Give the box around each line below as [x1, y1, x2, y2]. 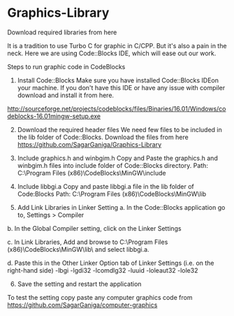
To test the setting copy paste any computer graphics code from [7, 293, 193, 301]
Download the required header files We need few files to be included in [17, 125, 222, 134]
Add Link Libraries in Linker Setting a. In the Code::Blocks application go [17, 203, 226, 211]
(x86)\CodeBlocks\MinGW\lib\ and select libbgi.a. [7, 245, 149, 253]
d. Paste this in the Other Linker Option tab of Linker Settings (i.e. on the [7, 259, 214, 267]
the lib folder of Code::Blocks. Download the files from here [17, 133, 189, 141]
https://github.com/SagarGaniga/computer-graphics [7, 301, 158, 309]
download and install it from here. [17, 91, 114, 99]
